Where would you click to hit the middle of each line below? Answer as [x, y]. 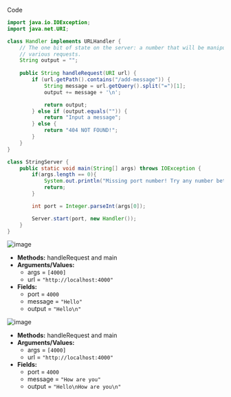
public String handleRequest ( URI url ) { [78, 73]
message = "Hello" [55, 302]
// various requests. [50, 54]
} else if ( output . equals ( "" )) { [80, 111]
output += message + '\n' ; [82, 92]
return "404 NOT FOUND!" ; [81, 131]
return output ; [66, 105]
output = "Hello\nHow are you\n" [74, 387]
